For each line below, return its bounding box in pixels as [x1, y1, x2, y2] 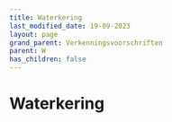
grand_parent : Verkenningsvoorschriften [9, 38, 164, 48]
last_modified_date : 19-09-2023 [9, 22, 131, 30]
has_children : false [9, 55, 87, 64]
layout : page [9, 30, 59, 39]
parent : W [9, 47, 47, 56]
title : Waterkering [9, 13, 83, 22]
